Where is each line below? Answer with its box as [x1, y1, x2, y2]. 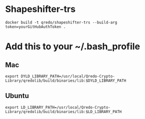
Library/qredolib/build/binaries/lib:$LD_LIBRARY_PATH [5, 109, 122, 114]
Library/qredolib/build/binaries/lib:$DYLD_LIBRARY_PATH [5, 78, 126, 83]
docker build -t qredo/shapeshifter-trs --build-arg [5, 20, 117, 25]
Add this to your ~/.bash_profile [5, 41, 140, 52]
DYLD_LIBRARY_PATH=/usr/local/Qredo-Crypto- [20, 74, 115, 79]
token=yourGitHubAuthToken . [5, 24, 66, 29]
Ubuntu [5, 92, 29, 100]
